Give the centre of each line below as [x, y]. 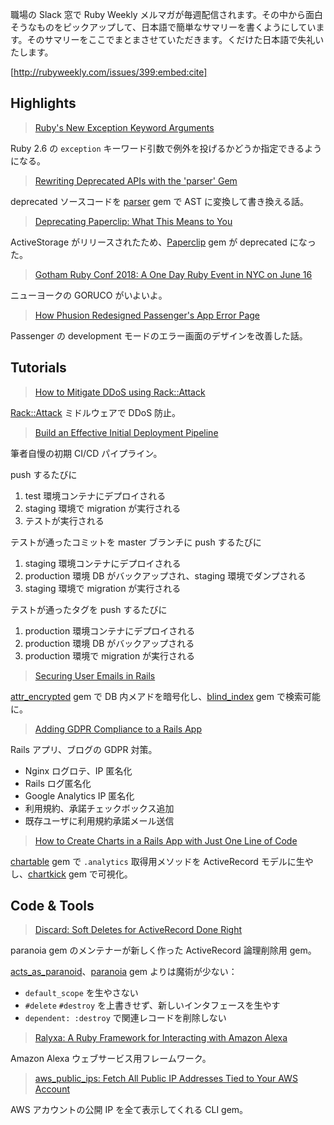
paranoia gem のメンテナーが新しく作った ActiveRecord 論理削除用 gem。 [163, 950]
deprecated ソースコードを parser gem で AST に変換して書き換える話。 [160, 201]
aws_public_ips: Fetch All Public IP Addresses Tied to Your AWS [166, 1079]
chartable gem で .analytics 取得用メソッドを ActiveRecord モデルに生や [162, 861]
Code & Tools [52, 906]
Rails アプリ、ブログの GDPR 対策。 [84, 749]
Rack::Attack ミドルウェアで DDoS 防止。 [96, 412]
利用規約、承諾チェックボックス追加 [99, 808]
